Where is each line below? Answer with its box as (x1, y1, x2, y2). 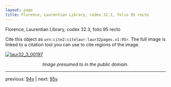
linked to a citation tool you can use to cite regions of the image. (5, 41, 140, 47)
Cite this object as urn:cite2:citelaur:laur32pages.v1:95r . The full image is (5, 36, 166, 42)
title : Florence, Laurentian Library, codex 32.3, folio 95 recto (5, 12, 149, 17)
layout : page (5, 7, 33, 13)
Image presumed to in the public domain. (42, 61, 129, 67)
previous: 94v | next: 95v (5, 76, 58, 82)
